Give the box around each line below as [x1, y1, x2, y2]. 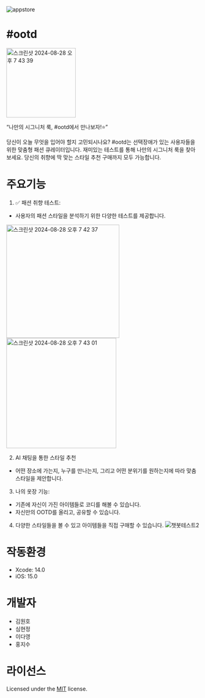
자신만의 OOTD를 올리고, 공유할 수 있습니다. [15, 508, 121, 516]
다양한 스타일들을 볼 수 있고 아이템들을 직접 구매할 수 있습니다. [15, 521, 164, 528]
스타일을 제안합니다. [15, 474, 63, 482]
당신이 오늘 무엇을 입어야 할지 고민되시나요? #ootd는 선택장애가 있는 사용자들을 [6, 138, 196, 146]
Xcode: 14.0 [15, 566, 45, 573]
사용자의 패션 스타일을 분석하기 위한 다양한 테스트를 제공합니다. [15, 212, 166, 219]
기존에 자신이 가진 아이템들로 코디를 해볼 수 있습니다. [15, 501, 141, 508]
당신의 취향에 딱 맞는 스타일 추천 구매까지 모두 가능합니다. [24, 154, 162, 161]
